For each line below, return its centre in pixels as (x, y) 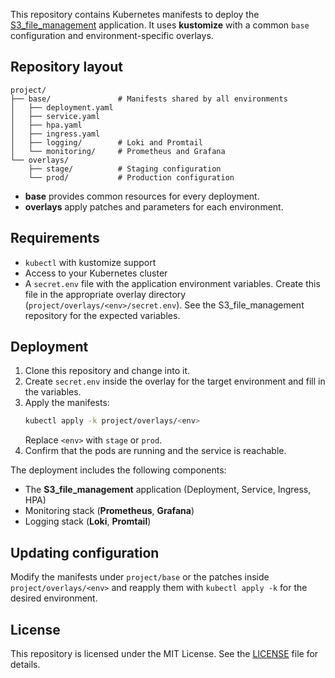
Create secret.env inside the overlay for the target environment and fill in (175, 381)
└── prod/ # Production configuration (131, 177)
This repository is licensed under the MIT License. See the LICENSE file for (164, 653)
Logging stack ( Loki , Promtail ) (88, 521)
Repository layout (66, 67)
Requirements (55, 238)
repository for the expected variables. (102, 315)
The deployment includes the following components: (118, 470)
